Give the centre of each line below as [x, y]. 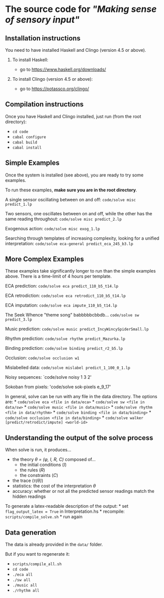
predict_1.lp [19, 204]
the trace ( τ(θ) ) [28, 481]
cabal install [27, 148]
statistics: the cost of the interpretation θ [54, 486]
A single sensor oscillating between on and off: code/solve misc [71, 199]
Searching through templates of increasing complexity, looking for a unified [82, 238]
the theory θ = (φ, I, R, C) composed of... [54, 459]
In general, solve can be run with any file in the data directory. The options [81, 397]
